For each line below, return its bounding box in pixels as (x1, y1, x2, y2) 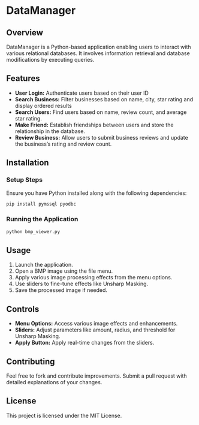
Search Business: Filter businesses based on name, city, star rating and (14, 95, 194, 103)
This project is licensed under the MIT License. (6, 412, 122, 419)
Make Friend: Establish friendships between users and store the (14, 121, 174, 128)
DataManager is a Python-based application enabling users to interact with (6, 43, 191, 50)
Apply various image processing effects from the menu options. (14, 274, 173, 281)
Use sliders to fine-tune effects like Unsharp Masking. (14, 280, 149, 288)
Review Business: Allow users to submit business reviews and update (14, 134, 189, 141)
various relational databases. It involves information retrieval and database (6, 50, 190, 57)
